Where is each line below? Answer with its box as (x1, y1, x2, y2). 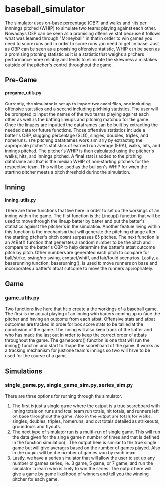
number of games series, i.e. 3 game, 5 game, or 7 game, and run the (12, 460, 153, 466)
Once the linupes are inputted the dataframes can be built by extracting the (5, 122, 158, 128)
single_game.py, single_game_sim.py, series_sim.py (5, 382, 133, 389)
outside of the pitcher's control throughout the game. (5, 62, 113, 68)
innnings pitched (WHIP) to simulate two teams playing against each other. (5, 25, 157, 31)
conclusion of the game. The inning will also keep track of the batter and (5, 326, 152, 332)
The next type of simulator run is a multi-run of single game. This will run (12, 429, 160, 435)
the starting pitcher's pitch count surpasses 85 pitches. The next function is (5, 234, 159, 240)
